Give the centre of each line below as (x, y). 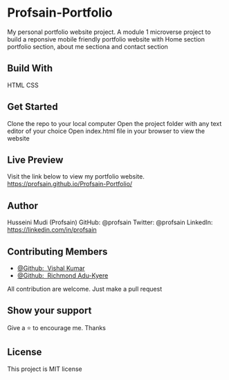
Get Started (33, 107)
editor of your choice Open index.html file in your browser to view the (106, 131)
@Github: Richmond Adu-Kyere (63, 275)
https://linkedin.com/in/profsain (52, 230)
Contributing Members (57, 252)
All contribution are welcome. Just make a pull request (85, 289)
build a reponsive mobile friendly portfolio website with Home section (106, 39)
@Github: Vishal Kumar (51, 268)
